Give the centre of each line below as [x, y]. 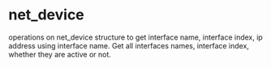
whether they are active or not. [60, 54]
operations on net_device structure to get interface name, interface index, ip [136, 37]
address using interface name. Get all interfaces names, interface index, [129, 45]
